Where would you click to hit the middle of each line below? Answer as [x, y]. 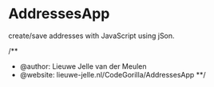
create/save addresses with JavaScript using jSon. [91, 36]
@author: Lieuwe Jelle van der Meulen [83, 66]
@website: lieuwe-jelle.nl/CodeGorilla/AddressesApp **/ [113, 74]
